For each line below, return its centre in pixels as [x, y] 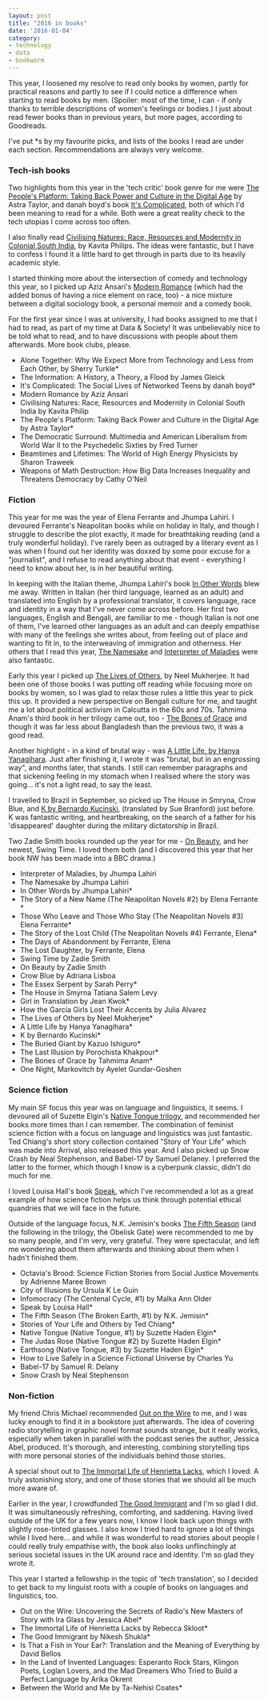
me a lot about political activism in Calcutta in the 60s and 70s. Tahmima [128, 710]
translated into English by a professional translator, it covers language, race [132, 601]
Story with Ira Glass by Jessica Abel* [81, 1620]
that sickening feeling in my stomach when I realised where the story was [129, 776]
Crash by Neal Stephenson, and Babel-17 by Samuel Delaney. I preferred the [134, 1158]
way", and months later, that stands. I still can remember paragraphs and [128, 768]
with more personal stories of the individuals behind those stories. [117, 1456]
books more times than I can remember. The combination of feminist [121, 1124]
